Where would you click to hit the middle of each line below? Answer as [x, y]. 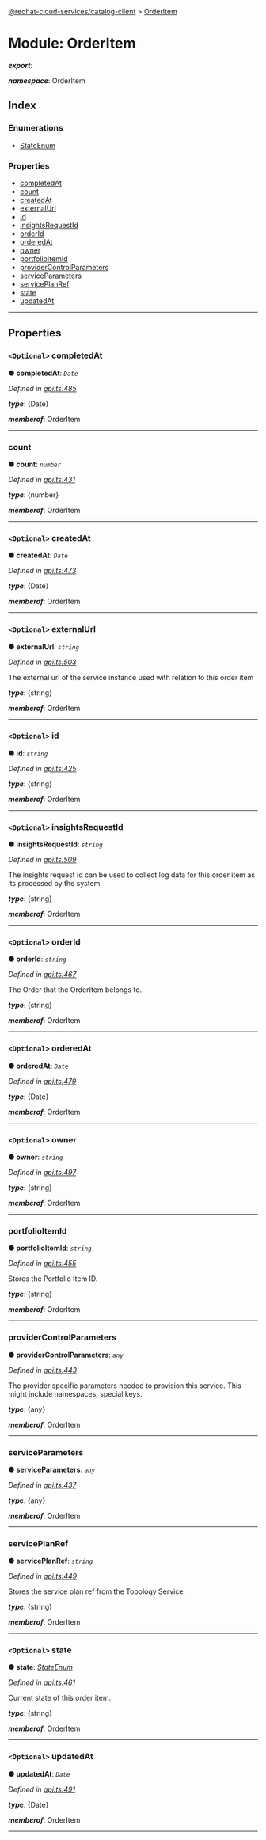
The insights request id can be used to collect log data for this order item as [132, 875]
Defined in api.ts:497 [42, 1172]
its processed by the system [54, 884]
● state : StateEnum [41, 1667]
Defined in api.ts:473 [42, 571]
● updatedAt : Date [39, 1773]
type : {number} [34, 495]
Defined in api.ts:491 [42, 1789]
